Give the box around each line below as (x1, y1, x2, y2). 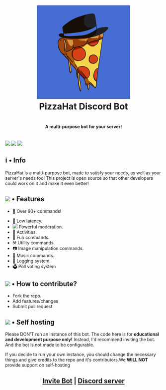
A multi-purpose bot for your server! (45, 124, 122, 130)
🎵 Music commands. (12, 252, 55, 258)
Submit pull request (12, 304, 53, 310)
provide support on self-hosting (5, 362, 71, 368)
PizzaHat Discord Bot (39, 101, 128, 112)
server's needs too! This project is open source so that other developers (5, 175, 153, 181)
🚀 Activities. (12, 229, 37, 235)
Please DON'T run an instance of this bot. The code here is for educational (5, 331, 159, 337)
